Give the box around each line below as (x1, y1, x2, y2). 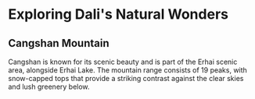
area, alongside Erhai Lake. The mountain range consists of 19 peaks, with (8, 65, 248, 75)
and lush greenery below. (8, 82, 90, 91)
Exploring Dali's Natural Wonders (8, 5, 229, 23)
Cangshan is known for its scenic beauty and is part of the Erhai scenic (8, 57, 238, 66)
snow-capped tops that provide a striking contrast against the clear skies (8, 74, 244, 83)
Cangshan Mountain (8, 37, 110, 50)
